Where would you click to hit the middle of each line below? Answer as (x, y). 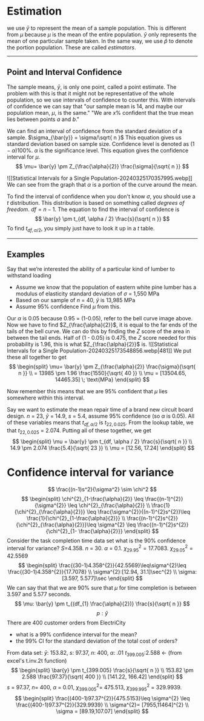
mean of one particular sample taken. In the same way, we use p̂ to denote (100, 41)
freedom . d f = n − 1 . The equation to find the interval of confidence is (93, 209)
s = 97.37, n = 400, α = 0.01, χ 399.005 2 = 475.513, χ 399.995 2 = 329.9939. (94, 688)
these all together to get (37, 357)
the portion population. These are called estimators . (71, 47)
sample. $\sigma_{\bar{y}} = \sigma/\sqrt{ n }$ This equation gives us (94, 137)
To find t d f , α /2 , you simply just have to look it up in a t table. (81, 229)
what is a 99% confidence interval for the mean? (76, 635)
